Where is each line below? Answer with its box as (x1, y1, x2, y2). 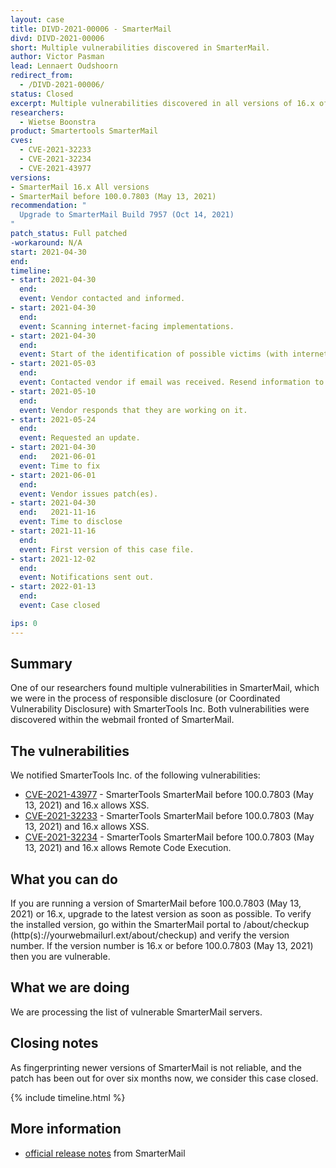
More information (10, 1121, 122, 1138)
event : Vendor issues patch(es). (19, 489, 159, 499)
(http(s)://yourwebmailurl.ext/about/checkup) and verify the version (10, 929, 290, 941)
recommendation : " (10, 201, 87, 211)
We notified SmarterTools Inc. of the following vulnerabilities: (10, 769, 261, 781)
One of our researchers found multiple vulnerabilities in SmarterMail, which (10, 682, 320, 694)
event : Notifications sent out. (19, 572, 155, 583)
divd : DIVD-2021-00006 (10, 33, 105, 43)
